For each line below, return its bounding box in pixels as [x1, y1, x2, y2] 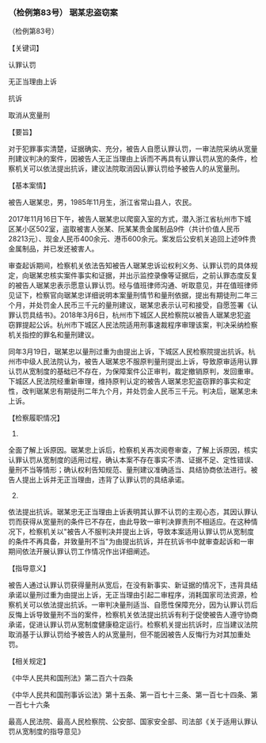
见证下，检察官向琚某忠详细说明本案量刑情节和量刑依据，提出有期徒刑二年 [8, 290, 251, 300]
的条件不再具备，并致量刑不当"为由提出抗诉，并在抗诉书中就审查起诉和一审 [8, 536, 255, 547]
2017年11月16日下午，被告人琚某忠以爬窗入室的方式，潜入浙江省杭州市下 [8, 214, 245, 224]
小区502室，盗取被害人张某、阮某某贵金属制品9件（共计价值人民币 [21, 224, 241, 234]
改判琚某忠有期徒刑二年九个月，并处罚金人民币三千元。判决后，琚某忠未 [21, 386, 258, 396]
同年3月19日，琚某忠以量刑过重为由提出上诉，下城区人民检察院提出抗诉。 [8, 347, 249, 357]
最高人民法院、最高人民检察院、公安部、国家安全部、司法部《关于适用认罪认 [8, 717, 258, 726]
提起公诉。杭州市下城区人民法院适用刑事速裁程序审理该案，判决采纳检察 [21, 320, 258, 330]
